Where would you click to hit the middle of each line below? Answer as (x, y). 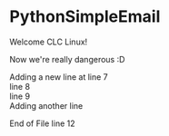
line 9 (20, 96)
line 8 (20, 86)
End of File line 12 (42, 123)
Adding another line (46, 105)
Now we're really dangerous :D (67, 59)
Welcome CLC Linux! (49, 42)
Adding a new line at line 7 (59, 77)
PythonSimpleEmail (85, 17)
